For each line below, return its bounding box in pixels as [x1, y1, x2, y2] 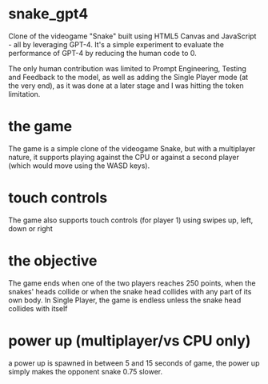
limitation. [8, 89, 41, 98]
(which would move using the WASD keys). [8, 161, 150, 170]
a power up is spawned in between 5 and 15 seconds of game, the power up [8, 358, 260, 368]
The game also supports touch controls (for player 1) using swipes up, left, [8, 215, 254, 225]
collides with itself [8, 303, 68, 313]
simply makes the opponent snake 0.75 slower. [8, 366, 163, 376]
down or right [8, 223, 54, 233]
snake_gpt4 [8, 5, 89, 23]
